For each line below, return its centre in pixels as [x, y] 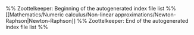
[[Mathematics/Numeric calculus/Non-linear [60, 15]
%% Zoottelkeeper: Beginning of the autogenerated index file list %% [91, 8]
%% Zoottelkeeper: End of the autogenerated [132, 21]
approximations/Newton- [145, 15]
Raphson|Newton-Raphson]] [40, 21]
